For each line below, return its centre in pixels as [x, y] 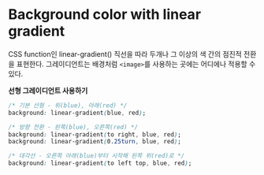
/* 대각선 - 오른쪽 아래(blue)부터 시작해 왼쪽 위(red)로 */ [97, 156]
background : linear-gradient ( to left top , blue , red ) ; [100, 163]
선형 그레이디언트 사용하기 [48, 90]
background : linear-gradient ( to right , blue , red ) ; [95, 134]
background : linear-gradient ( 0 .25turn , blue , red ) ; [95, 142]
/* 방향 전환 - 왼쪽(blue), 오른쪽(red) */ [73, 127]
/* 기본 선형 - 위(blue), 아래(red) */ [68, 105]
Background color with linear [105, 15]
